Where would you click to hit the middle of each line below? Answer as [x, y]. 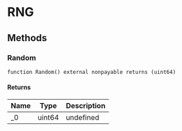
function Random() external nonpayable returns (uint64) [92, 72]
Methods [27, 38]
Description [86, 106]
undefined [83, 118]
